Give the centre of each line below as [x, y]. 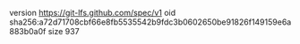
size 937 [64, 31]
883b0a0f [28, 31]
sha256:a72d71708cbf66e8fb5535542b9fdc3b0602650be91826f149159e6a [150, 22]
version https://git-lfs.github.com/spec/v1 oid [93, 13]
